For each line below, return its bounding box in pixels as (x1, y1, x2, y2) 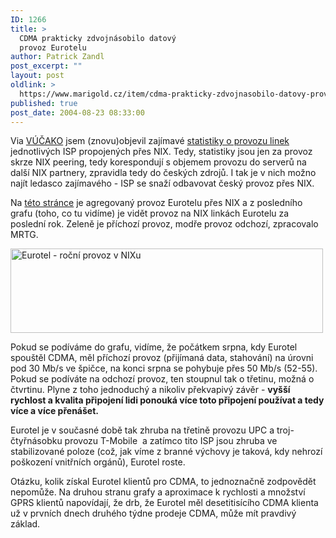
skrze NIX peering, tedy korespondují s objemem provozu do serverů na (10, 156, 307, 168)
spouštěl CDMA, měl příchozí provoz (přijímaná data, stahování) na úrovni (10, 352, 314, 364)
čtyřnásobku (10, 435, 63, 447)
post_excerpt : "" (10, 61, 83, 71)
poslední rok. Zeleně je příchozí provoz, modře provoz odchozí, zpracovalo (10, 218, 319, 230)
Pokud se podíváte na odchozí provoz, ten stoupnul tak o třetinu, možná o (10, 373, 315, 385)
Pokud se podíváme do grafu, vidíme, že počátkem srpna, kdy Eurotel (10, 341, 298, 353)
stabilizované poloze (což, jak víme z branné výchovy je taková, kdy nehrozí (10, 446, 323, 458)
